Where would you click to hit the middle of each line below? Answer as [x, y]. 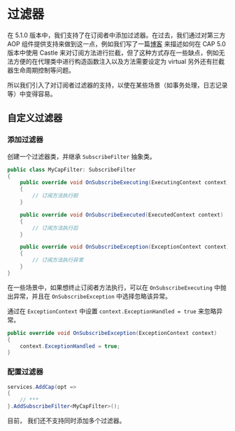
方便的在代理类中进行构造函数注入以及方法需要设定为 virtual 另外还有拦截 [119, 61]
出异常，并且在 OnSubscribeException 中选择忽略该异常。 [90, 296]
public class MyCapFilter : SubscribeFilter [72, 170]
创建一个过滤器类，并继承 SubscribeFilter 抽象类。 [81, 156]
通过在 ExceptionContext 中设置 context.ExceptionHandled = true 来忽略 [112, 311]
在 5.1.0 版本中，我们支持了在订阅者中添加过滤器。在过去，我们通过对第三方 [116, 35]
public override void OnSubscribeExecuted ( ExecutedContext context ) [122, 214]
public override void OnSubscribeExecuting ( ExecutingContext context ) [125, 183]
